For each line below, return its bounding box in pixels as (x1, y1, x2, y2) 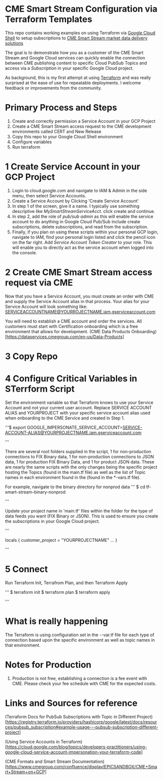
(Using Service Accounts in (5, 739, 60, 744)
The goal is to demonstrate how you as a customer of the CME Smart (5, 50, 144, 56)
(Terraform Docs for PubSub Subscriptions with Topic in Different (5, 714, 136, 720)
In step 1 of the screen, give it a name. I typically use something (12, 203, 140, 209)
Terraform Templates (5, 14, 92, 25)
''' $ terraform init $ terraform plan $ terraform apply (5, 589, 110, 595)
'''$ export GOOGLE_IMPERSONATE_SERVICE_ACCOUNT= (5, 424, 123, 430)
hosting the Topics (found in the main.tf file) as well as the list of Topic (5, 469, 146, 475)
